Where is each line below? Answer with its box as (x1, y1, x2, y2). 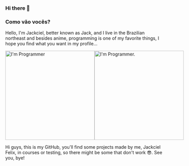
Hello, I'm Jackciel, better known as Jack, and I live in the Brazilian (5, 30, 145, 36)
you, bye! (5, 155, 25, 161)
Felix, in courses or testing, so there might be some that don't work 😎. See (5, 150, 163, 156)
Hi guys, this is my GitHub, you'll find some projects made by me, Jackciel (5, 144, 161, 150)
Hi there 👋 (5, 5, 31, 12)
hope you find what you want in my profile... (5, 41, 98, 47)
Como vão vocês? (5, 18, 51, 25)
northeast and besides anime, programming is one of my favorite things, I (5, 35, 159, 41)
